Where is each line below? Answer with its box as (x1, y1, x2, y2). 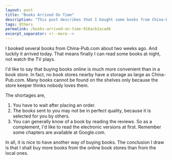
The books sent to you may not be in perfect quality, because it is (12, 108, 151, 113)
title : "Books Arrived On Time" (5, 12, 74, 17)
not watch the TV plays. (5, 56, 55, 62)
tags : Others (5, 21, 33, 27)
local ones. (5, 150, 29, 156)
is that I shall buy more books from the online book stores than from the (5, 145, 156, 151)
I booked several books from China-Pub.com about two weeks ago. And (5, 45, 158, 51)
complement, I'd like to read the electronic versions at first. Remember (12, 124, 161, 130)
